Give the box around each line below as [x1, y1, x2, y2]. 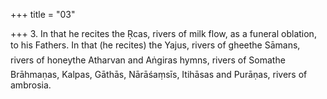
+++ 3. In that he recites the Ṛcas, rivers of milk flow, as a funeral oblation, [10, 28, 317, 39]
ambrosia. [10, 79, 52, 91]
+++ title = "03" [10, 9, 76, 20]
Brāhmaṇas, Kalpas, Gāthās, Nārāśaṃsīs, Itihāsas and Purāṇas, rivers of [10, 69, 308, 80]
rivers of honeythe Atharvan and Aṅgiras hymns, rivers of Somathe [10, 54, 286, 66]
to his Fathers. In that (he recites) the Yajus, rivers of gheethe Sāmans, [10, 39, 301, 51]
